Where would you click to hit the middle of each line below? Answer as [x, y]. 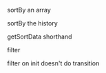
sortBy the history [33, 23]
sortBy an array [29, 10]
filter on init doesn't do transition [53, 63]
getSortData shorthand [40, 36]
